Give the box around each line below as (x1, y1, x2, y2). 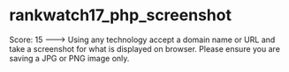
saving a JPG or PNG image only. (9, 53, 130, 63)
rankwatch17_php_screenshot (9, 5, 232, 25)
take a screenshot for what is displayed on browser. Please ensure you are (9, 43, 281, 54)
